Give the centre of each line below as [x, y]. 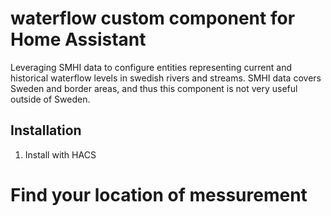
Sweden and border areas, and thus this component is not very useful [154, 88]
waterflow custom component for [153, 18]
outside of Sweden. [50, 99]
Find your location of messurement [159, 194]
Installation [46, 130]
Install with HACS [60, 154]
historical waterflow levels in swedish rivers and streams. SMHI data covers [166, 78]
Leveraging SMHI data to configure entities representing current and [151, 67]
